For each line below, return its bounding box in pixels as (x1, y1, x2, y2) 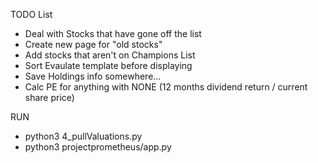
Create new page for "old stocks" (24, 39, 163, 50)
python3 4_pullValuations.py (24, 130, 143, 142)
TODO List (10, 9, 53, 20)
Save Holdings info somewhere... (24, 70, 162, 82)
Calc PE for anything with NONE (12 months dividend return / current (24, 81, 308, 93)
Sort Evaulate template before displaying (24, 60, 193, 71)
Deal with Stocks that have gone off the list (24, 28, 202, 39)
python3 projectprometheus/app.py (24, 141, 172, 153)
